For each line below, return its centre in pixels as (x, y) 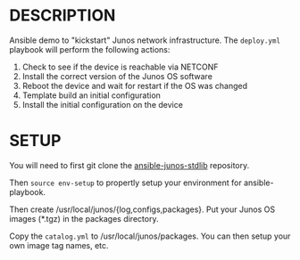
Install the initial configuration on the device (102, 104)
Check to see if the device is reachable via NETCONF (120, 67)
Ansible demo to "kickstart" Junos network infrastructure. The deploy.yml (145, 40)
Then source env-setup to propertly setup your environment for (126, 183)
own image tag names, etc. (59, 245)
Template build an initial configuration (91, 95)
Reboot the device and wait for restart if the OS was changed (135, 85)
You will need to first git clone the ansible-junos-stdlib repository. (129, 165)
